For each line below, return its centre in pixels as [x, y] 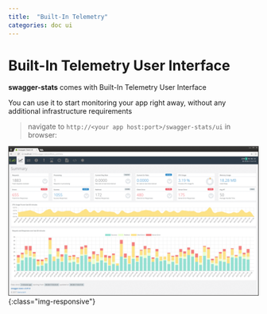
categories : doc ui [41, 25]
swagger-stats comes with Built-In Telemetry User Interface [107, 87]
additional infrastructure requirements [70, 111]
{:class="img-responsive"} [52, 301]
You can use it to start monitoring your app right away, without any [117, 103]
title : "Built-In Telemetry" [58, 17]
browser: [42, 135]
